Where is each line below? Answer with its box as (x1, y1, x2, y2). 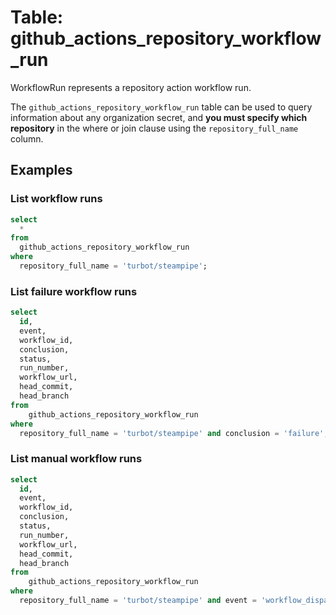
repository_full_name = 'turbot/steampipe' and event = (19, 596, 257, 606)
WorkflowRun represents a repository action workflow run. (10, 81, 252, 93)
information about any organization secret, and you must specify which (10, 111, 308, 123)
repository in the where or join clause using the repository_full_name (10, 122, 299, 134)
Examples (10, 162, 73, 179)
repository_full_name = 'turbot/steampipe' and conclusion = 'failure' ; (19, 428, 329, 438)
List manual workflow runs (10, 452, 143, 466)
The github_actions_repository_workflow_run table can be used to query (10, 101, 313, 113)
